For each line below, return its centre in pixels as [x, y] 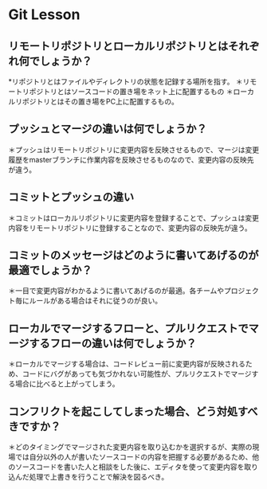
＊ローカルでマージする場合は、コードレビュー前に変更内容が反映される [127, 364]
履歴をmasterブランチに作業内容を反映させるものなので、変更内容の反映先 [131, 159]
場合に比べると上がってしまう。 [67, 384]
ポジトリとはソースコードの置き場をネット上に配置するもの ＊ [131, 92]
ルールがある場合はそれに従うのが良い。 [95, 301]
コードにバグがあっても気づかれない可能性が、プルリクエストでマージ [137, 374]
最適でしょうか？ [50, 270]
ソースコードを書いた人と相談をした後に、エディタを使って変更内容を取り [137, 467]
